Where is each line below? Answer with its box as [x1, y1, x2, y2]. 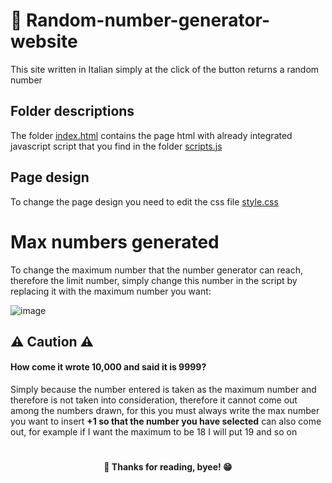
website [10, 30, 78, 53]
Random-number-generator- [26, 9, 271, 32]
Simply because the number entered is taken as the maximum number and [10, 384, 317, 396]
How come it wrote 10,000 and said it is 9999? [10, 361, 207, 373]
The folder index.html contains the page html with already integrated [10, 129, 293, 141]
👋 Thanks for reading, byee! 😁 [103, 461, 233, 473]
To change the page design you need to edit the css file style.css [10, 195, 279, 208]
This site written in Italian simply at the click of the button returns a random [10, 63, 320, 75]
